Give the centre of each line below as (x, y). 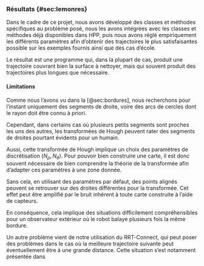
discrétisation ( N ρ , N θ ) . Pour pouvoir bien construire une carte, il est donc (98, 156)
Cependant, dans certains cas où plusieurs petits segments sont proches (98, 125)
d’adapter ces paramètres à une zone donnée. (64, 170)
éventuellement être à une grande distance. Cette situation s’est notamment (101, 250)
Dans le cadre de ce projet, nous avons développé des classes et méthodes (101, 22)
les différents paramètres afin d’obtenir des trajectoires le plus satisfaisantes (102, 42)
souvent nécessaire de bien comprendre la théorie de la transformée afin (98, 164)
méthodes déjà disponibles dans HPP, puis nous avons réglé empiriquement (101, 35)
